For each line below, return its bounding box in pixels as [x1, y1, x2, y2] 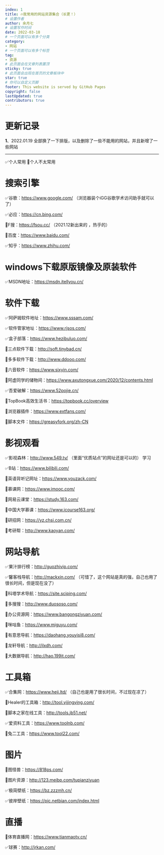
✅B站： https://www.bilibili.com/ [5, 465, 69, 471]
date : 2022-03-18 [5, 30, 41, 35]
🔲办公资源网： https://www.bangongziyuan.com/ [5, 611, 102, 617]
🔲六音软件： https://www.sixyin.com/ [5, 366, 79, 372]
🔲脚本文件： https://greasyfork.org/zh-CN [5, 419, 89, 425]
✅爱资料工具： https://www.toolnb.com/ [5, 720, 84, 726]
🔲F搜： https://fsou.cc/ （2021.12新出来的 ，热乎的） [5, 222, 110, 227]
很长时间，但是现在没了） [5, 580, 57, 586]
